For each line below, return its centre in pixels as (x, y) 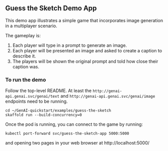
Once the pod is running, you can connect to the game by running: (74, 124)
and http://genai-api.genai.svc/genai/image (108, 96)
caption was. (26, 66)
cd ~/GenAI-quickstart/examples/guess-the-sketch (58, 111)
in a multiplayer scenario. (31, 26)
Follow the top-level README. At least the (49, 91)
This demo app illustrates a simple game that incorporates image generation (84, 20)
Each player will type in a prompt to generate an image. (70, 45)
